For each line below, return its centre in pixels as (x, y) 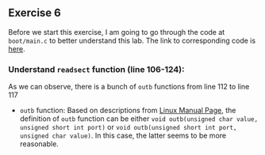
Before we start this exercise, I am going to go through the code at (117, 32)
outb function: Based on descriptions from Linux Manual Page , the (128, 111)
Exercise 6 (35, 13)
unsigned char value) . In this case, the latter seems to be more (123, 136)
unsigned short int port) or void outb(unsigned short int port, (128, 127)
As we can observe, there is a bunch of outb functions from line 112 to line (129, 87)
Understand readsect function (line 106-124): (96, 69)
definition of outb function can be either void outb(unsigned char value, (139, 119)
